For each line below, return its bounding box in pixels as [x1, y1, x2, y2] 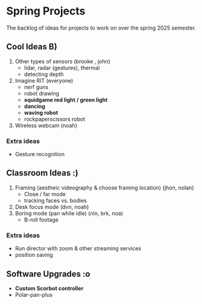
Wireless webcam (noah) [14, 122, 77, 129]
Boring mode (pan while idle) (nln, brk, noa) [14, 209, 124, 217]
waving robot [24, 109, 58, 116]
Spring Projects [6, 4, 86, 18]
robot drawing [24, 89, 59, 97]
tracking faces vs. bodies [24, 197, 87, 204]
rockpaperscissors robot [24, 115, 86, 122]
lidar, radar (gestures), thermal [24, 64, 100, 71]
